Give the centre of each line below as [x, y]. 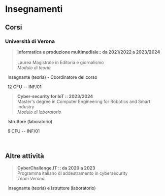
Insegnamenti [34, 9]
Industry [26, 106]
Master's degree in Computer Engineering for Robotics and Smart [84, 101]
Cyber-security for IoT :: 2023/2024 [55, 96]
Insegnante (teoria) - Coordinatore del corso [52, 77]
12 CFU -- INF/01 [24, 87]
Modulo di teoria [34, 67]
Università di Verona [30, 41]
